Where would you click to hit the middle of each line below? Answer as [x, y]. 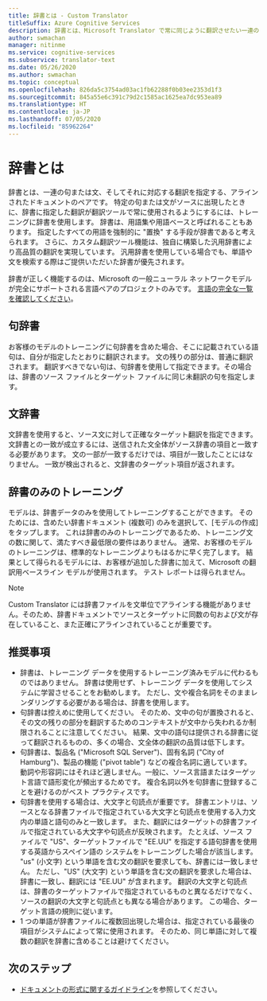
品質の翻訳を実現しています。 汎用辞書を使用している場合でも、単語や [137, 251]
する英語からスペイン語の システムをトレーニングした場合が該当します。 [138, 851]
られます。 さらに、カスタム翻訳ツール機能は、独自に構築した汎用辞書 [124, 241]
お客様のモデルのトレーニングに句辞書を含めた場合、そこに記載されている [130, 346]
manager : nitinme [37, 45]
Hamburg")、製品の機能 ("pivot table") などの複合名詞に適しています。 [135, 761]
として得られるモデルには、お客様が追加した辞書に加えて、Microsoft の [132, 563]
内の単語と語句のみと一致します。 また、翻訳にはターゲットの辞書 [128, 821]
